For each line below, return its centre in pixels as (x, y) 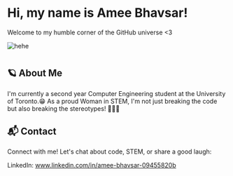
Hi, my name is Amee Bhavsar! (98, 13)
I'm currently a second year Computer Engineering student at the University (116, 93)
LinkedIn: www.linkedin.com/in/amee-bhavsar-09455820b (92, 165)
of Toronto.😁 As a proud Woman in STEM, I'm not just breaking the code (112, 101)
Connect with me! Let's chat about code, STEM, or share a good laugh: (110, 151)
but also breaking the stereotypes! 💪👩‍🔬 (64, 108)
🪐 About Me (35, 73)
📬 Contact (32, 131)
